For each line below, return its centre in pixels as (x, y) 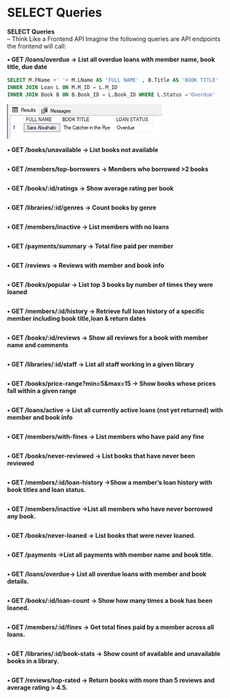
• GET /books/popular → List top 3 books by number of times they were (110, 284)
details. (18, 581)
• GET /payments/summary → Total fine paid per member (90, 246)
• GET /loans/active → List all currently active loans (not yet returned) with (115, 410)
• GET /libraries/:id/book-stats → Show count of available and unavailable (114, 653)
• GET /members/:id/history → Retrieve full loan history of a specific (106, 311)
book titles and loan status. (47, 489)
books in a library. (33, 661)
